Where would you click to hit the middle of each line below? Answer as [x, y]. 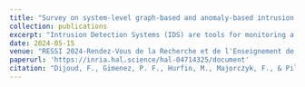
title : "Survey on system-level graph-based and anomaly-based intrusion [152, 18]
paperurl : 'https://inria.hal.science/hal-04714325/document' [129, 60]
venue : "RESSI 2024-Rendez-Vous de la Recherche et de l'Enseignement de [152, 52]
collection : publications [58, 26]
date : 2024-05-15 [42, 43]
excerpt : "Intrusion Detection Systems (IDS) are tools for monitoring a [152, 34]
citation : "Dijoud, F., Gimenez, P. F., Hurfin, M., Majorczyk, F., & [146, 69]
